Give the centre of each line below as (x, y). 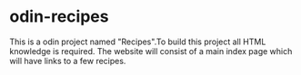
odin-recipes (59, 17)
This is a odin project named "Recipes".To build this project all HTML (138, 42)
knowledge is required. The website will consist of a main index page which (151, 51)
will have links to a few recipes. (68, 61)
